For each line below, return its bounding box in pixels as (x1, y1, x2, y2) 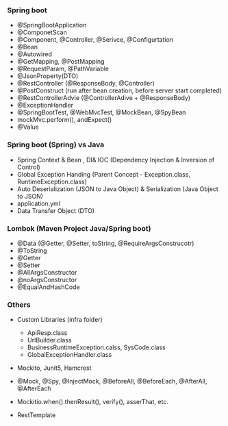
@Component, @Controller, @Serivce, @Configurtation (16, 36, 173, 44)
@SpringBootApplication (16, 21, 87, 29)
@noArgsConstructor (16, 275, 77, 284)
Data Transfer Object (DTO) (16, 206, 94, 214)
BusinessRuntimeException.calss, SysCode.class (27, 343, 166, 351)
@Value (16, 123, 39, 131)
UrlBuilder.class (27, 336, 72, 344)
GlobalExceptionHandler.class (27, 351, 112, 359)
